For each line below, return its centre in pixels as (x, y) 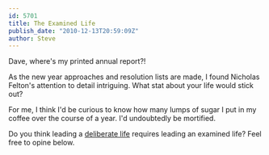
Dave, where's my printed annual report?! (77, 61)
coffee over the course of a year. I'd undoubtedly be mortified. (112, 119)
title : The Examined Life (52, 23)
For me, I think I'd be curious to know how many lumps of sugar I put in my (132, 110)
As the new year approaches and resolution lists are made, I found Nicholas (134, 77)
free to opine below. (42, 143)
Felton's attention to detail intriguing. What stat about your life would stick (131, 86)
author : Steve (32, 38)
